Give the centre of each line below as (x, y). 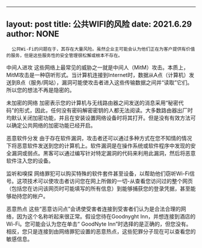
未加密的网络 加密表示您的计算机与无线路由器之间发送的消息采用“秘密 (93, 102)
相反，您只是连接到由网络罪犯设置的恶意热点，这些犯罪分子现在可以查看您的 (101, 231)
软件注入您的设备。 (30, 161)
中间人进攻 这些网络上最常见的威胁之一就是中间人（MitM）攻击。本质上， (98, 67)
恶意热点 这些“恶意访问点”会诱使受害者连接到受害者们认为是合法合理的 (94, 209)
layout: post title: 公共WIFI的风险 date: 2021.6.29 (99, 24)
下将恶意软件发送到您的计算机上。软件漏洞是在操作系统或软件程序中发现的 (98, 146)
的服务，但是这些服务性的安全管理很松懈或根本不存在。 (65, 55)
